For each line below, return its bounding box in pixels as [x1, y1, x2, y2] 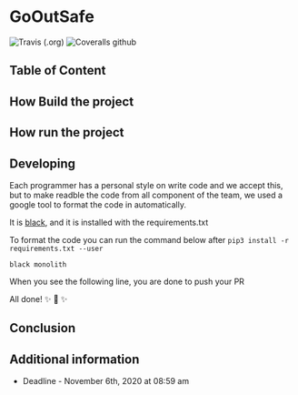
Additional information [9, 351, 140, 367]
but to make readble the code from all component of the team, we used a [9, 189, 283, 200]
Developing [9, 156, 75, 171]
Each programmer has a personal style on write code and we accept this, [9, 179, 283, 190]
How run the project [9, 125, 124, 140]
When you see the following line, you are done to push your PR [9, 276, 245, 287]
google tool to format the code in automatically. [9, 198, 186, 210]
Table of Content [9, 63, 106, 78]
